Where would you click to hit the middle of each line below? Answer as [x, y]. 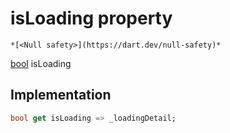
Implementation [61, 95]
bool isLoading [41, 63]
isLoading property [91, 18]
